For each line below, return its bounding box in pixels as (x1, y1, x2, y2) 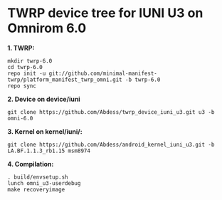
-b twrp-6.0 (125, 76, 161, 83)
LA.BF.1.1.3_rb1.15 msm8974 (7, 147, 91, 154)
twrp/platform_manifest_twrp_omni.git (7, 76, 122, 83)
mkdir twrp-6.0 (7, 57, 53, 65)
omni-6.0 (7, 115, 33, 122)
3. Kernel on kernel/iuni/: (7, 127, 83, 136)
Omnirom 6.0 (7, 20, 87, 36)
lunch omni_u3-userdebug (7, 179, 81, 186)
